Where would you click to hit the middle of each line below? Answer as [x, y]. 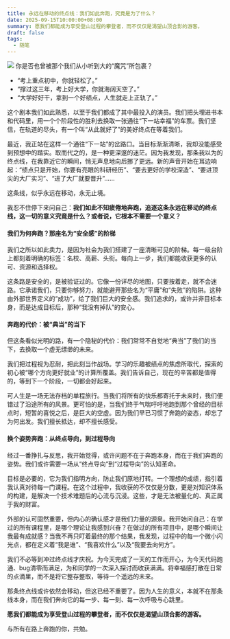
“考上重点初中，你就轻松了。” [57, 80]
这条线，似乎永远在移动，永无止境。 [58, 193]
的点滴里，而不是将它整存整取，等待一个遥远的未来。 [82, 576]
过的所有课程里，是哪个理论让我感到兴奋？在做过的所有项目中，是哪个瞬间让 [115, 527]
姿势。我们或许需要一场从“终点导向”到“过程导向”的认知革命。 [93, 464]
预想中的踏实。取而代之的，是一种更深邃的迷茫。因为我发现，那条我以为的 [118, 153]
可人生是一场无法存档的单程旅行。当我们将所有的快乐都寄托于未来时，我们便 [115, 396]
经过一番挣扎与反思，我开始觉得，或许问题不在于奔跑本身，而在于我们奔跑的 [115, 455]
